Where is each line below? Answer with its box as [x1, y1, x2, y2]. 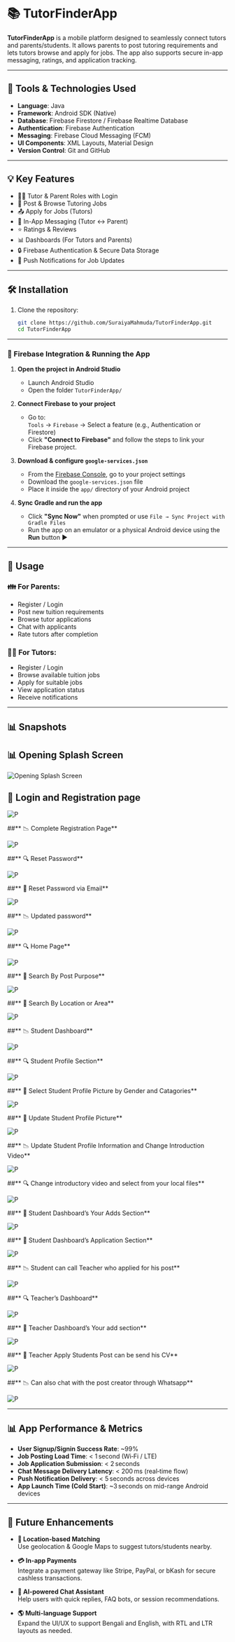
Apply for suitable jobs [17, 678, 83, 687]
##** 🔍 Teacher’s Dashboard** [7, 1294, 99, 1303]
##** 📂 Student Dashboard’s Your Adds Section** [7, 1209, 150, 1217]
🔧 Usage [7, 560, 44, 572]
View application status [17, 686, 85, 694]
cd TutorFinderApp [17, 326, 71, 333]
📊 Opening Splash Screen [7, 749, 124, 761]
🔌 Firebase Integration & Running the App [7, 349, 150, 359]
